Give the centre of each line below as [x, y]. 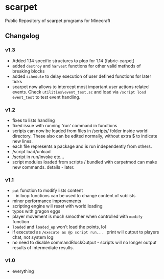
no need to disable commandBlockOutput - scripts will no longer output [84, 243]
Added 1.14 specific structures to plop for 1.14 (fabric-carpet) [73, 61]
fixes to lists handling [34, 120]
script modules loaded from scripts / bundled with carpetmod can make [85, 162]
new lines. [23, 141]
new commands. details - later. [43, 167]
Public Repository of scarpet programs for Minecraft [58, 21]
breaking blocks [28, 71]
